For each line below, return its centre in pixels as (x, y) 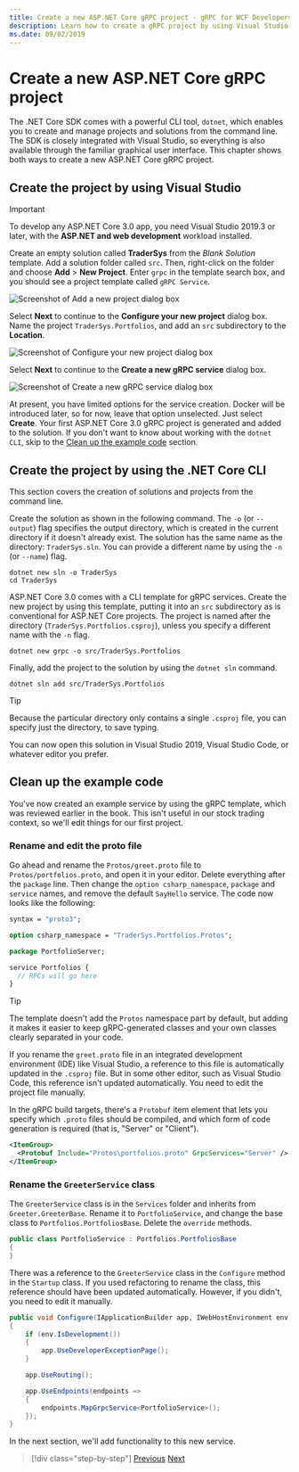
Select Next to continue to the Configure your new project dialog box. (139, 317)
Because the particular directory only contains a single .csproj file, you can (148, 718)
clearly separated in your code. (66, 1037)
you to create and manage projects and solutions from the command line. (144, 131)
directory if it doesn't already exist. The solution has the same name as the (146, 537)
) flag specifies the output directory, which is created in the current (155, 528)
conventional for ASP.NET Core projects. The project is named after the (140, 615)
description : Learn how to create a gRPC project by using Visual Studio (149, 26)
